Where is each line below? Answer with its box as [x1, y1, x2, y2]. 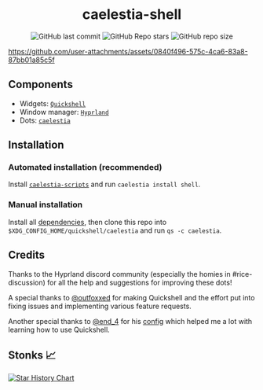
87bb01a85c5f [8, 55, 55, 64]
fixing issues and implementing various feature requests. [8, 301, 192, 311]
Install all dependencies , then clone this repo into [8, 217, 167, 226]
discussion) [8, 278, 46, 287]
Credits [8, 248, 46, 262]
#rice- [232, 269, 253, 278]
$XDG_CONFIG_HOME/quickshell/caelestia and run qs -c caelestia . [8, 226, 222, 235]
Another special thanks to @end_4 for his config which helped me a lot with [8, 316, 253, 326]
